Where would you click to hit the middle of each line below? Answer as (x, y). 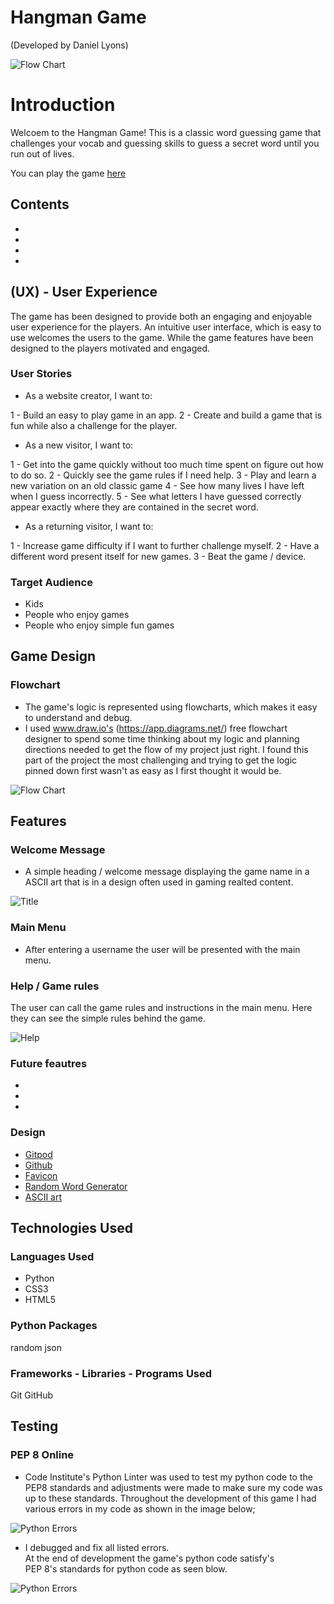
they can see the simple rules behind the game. (108, 1018)
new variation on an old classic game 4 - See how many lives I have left (157, 485)
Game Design (53, 656)
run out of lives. (42, 153)
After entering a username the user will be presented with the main (162, 949)
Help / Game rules (55, 986)
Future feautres (49, 1063)
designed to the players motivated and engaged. (110, 348)
